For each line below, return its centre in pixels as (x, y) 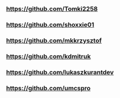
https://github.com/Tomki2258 (52, 9)
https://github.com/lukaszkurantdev (60, 72)
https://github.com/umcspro (48, 88)
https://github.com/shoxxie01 (50, 24)
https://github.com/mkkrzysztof (54, 40)
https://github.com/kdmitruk (48, 56)
